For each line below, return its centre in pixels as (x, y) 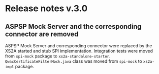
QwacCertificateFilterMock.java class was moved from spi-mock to (74, 61)
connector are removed (42, 34)
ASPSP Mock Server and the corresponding (73, 27)
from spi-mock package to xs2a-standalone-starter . (58, 56)
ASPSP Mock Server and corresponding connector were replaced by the (79, 46)
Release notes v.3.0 (46, 9)
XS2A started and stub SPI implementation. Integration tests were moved (79, 51)
